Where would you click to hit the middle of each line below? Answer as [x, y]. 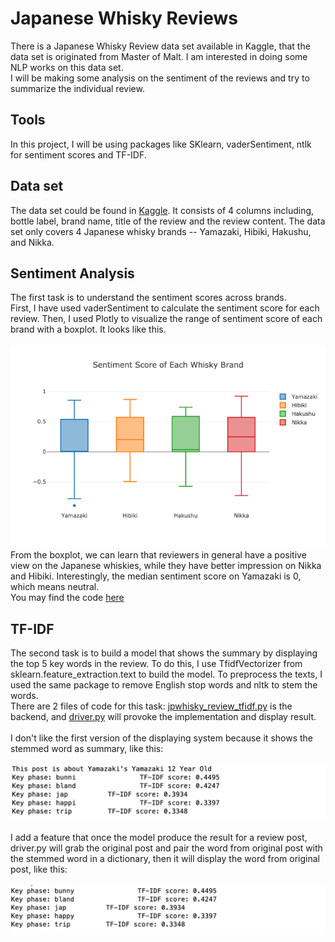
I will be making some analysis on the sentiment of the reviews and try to [160, 78]
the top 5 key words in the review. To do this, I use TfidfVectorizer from [156, 664]
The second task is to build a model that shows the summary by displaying [164, 653]
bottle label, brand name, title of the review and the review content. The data [168, 221]
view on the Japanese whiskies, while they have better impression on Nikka [166, 566]
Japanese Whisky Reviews [124, 18]
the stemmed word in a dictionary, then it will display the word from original [165, 858]
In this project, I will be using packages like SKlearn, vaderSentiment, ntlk [161, 144]
